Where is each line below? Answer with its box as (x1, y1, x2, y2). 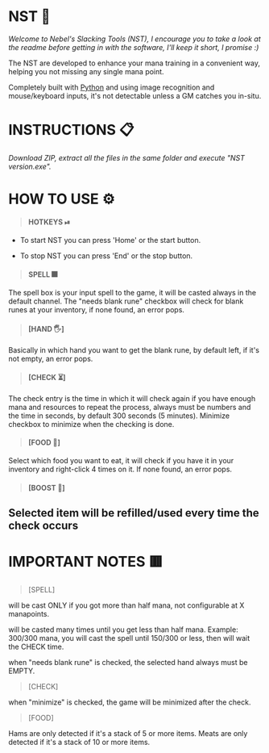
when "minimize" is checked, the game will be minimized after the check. (8, 697, 251, 707)
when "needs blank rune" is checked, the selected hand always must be (8, 658, 248, 667)
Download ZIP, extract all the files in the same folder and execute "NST (8, 153, 246, 162)
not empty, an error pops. (8, 353, 93, 363)
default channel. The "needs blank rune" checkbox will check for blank (8, 296, 244, 306)
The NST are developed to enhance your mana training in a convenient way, (8, 58, 260, 68)
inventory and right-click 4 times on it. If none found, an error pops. (8, 464, 232, 475)
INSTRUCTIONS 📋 (8, 121, 134, 140)
